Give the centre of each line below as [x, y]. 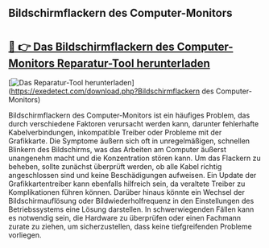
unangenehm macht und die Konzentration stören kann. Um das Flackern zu [134, 158]
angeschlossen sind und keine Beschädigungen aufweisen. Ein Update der [132, 175]
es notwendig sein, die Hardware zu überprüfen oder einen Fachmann [125, 218]
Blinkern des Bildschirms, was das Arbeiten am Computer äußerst [118, 149]
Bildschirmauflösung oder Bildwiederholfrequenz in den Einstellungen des [131, 201]
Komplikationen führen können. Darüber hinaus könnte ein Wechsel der [127, 192]
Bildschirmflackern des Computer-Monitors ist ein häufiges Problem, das [129, 115]
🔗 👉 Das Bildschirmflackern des [91, 46]
